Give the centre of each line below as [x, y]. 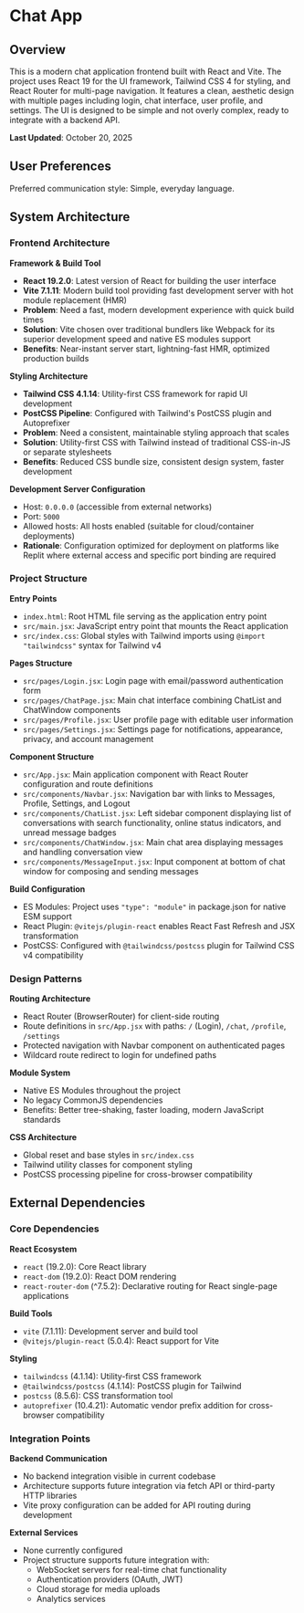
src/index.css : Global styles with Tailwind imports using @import [144, 635]
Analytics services [71, 1599]
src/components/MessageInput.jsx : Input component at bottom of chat [154, 861]
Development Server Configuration [78, 488]
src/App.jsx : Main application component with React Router [136, 774]
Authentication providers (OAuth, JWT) [110, 1579]
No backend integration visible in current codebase [119, 1476]
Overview [38, 50]
